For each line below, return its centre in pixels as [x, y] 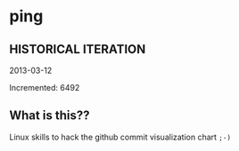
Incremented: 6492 [45, 87]
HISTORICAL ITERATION [78, 49]
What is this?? [49, 116]
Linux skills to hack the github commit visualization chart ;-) [120, 137]
